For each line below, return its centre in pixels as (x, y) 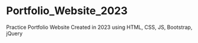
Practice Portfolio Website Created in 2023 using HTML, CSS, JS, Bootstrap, (99, 27)
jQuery (14, 33)
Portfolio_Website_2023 (67, 11)
